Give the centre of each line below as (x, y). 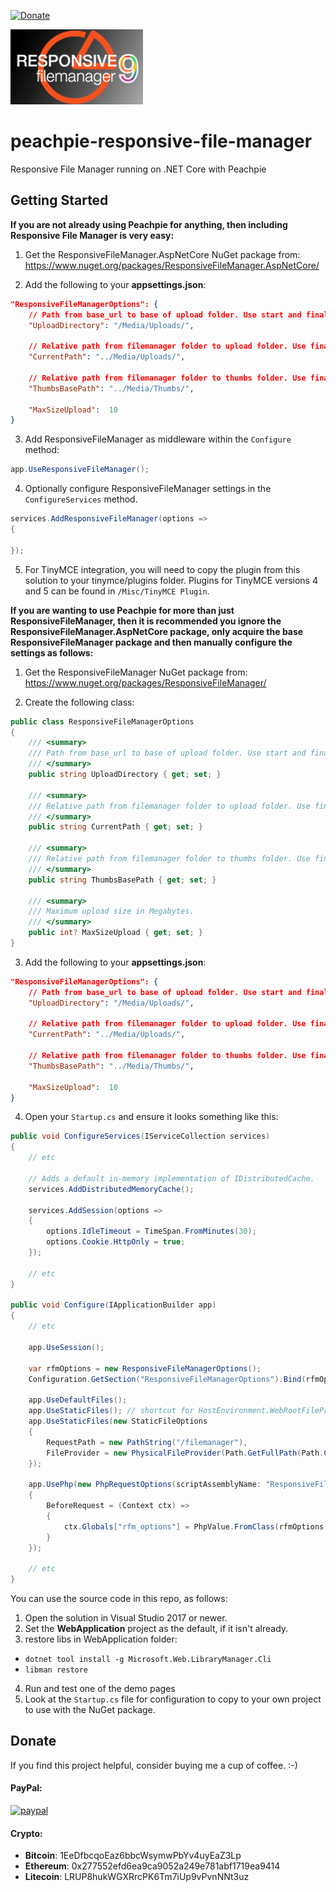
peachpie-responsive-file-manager (161, 141)
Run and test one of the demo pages (100, 1688)
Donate (33, 1741)
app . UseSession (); (66, 1347)
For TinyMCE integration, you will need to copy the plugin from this (162, 569)
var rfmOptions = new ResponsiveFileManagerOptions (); (145, 1368)
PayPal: (26, 1788)
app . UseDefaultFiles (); (78, 1400)
